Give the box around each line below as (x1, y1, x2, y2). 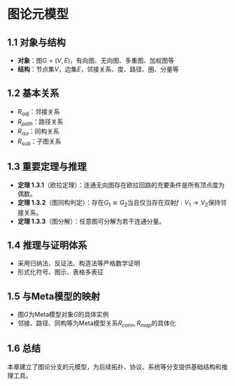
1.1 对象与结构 (7, 36, 66, 48)
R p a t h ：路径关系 (17, 117, 64, 127)
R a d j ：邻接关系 (17, 107, 60, 117)
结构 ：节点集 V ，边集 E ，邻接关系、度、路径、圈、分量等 (17, 65, 179, 73)
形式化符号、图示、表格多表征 (17, 268, 104, 276)
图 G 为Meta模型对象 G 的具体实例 (17, 310, 110, 319)
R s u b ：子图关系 (17, 137, 62, 147)
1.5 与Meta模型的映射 (7, 290, 101, 302)
